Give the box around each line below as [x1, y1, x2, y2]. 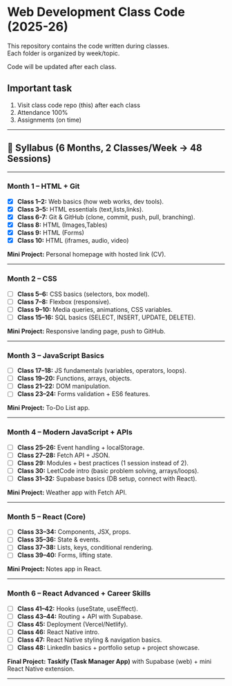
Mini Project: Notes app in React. [7, 565, 102, 573]
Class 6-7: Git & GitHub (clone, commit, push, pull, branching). [17, 212, 195, 221]
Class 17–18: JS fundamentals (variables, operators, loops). [17, 367, 186, 375]
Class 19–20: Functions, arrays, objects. [17, 374, 133, 382]
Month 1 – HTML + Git [7, 181, 80, 191]
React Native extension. [7, 665, 75, 673]
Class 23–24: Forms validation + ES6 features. [17, 390, 151, 398]
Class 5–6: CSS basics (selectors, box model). [17, 290, 150, 298]
